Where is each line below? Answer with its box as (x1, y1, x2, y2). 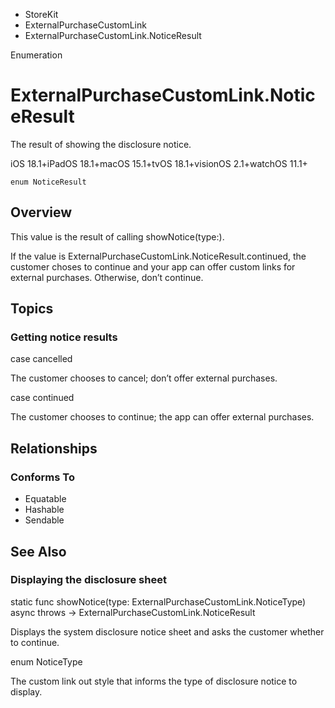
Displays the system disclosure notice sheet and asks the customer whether (10, 625, 325, 638)
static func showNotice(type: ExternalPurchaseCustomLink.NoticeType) (10, 595, 307, 608)
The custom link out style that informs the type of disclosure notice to (10, 675, 298, 687)
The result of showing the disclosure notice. (10, 138, 192, 150)
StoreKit (24, 9, 59, 20)
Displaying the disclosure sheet (10, 573, 167, 587)
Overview (10, 204, 73, 221)
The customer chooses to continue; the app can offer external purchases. (10, 411, 315, 423)
